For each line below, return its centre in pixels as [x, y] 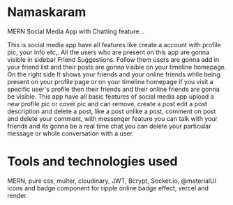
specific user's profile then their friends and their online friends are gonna [113, 89]
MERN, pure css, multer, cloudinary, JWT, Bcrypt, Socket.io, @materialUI [112, 181]
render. [17, 195]
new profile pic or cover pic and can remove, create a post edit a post [107, 104]
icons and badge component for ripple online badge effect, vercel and [108, 188]
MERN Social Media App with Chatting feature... [76, 31]
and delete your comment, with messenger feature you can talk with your [113, 118]
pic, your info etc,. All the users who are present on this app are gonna [108, 52]
